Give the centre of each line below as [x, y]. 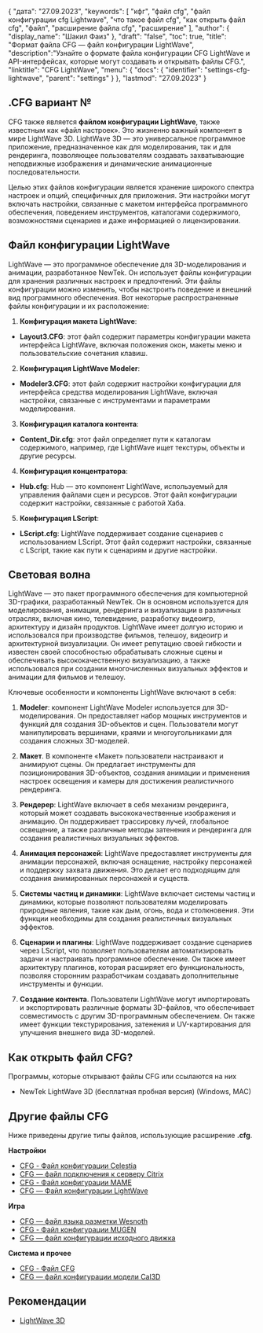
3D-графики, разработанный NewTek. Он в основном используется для [128, 602]
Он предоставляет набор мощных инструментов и [162, 716]
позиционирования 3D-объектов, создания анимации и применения [135, 773]
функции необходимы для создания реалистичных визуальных [126, 919]
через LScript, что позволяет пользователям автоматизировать [126, 951]
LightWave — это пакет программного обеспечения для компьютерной [128, 593]
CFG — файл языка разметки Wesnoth [83, 1221]
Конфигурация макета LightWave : [78, 321]
